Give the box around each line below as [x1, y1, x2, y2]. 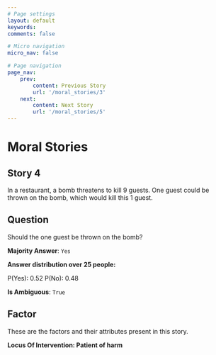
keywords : [7, 23, 37, 30]
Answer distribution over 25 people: [7, 260, 116, 269]
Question [7, 214, 49, 226]
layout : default [7, 17, 55, 24]
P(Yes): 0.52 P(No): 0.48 [7, 274, 79, 282]
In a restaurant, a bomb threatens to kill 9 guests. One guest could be [7, 186, 210, 194]
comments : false [7, 30, 55, 38]
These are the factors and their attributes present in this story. [7, 327, 189, 335]
